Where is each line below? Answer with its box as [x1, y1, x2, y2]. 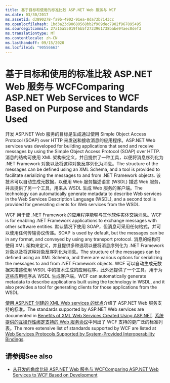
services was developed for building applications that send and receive [5, 142, 154, 149]
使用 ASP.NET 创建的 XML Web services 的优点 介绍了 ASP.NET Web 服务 [5, 300, 158, 306]
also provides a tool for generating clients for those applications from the [5, 284, 157, 290]
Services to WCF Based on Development [12, 372, 98, 378]
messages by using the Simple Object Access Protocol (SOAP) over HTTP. [5, 148, 160, 154]
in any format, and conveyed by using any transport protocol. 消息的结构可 [5, 236, 161, 242]
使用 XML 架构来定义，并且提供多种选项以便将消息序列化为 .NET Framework [5, 242, 164, 248]
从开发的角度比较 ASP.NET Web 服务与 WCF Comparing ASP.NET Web [12, 366, 159, 372]
